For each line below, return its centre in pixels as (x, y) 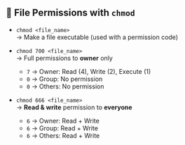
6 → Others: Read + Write (63, 135)
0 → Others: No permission (65, 86)
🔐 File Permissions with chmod (70, 13)
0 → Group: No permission (64, 79)
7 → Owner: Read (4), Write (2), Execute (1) (89, 71)
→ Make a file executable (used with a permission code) (97, 37)
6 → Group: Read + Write (62, 128)
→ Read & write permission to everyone (74, 107)
